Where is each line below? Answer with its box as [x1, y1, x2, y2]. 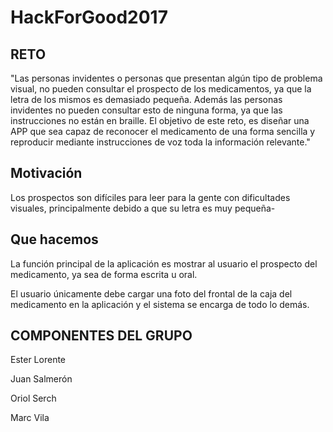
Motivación [10, 165, 83, 182]
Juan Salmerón [10, 373, 73, 385]
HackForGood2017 [10, 6, 168, 29]
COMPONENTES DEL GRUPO [10, 327, 193, 345]
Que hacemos [10, 231, 99, 248]
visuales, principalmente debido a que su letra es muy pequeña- [10, 202, 276, 214]
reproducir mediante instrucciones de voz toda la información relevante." [10, 136, 311, 148]
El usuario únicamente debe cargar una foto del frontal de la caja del [10, 287, 293, 300]
